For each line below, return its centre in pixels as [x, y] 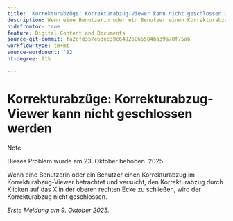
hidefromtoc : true [34, 26]
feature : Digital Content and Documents [67, 33]
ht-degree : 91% [29, 59]
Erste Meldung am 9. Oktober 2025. [58, 210]
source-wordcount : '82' [42, 53]
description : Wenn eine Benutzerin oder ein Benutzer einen [96, 20]
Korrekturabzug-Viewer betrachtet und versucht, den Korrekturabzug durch [115, 182]
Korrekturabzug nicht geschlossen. [57, 196]
